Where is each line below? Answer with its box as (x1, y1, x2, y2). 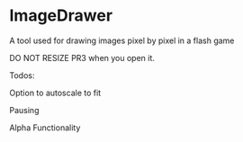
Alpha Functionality (9, 122, 81, 133)
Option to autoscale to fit (9, 87, 102, 98)
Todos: (9, 69, 35, 81)
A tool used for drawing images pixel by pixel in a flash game (9, 35, 235, 46)
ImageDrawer (9, 5, 113, 26)
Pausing (9, 104, 40, 115)
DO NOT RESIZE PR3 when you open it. (9, 52, 156, 63)
